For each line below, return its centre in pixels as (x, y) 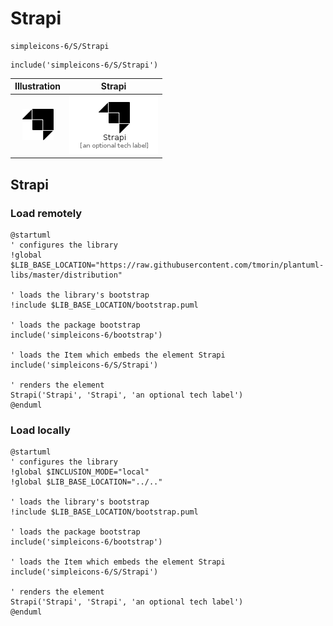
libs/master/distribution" (66, 275)
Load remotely (46, 213)
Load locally (40, 430)
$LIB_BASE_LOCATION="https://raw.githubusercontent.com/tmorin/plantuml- (167, 265)
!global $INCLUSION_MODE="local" (80, 472)
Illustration (38, 86)
